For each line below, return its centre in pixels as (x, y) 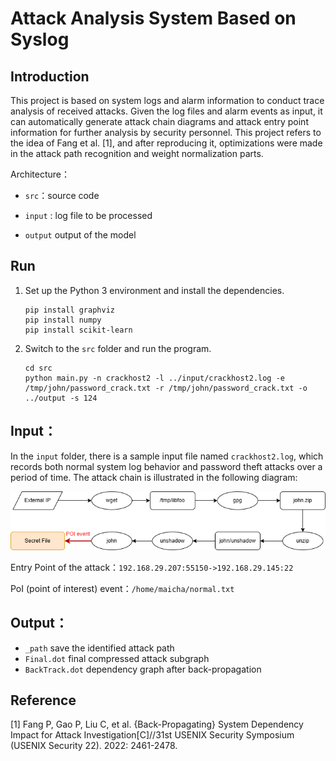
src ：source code (62, 195)
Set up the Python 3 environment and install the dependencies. (154, 290)
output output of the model (80, 235)
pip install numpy (63, 320)
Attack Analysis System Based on (153, 18)
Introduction (50, 76)
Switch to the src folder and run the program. (118, 348)
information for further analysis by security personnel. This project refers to (166, 132)
